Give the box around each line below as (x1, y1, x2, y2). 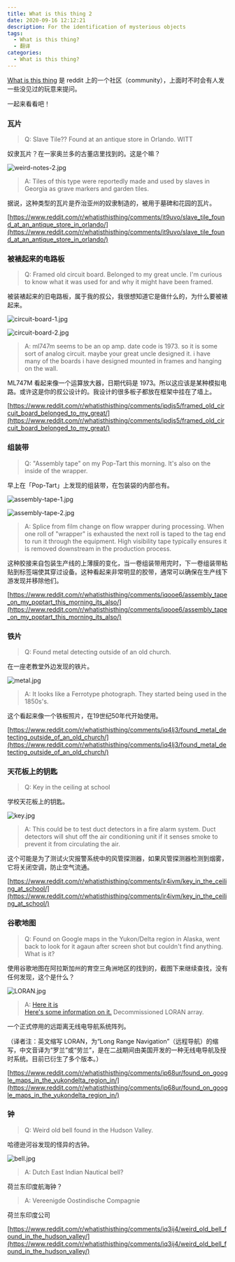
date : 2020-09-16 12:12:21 (7, 17, 86, 24)
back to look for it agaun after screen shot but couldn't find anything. (24, 942, 224, 951)
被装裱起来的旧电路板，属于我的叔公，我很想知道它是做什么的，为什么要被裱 (7, 292, 228, 301)
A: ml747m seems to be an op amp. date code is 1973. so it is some (24, 342, 218, 351)
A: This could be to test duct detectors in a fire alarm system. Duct (24, 825, 216, 834)
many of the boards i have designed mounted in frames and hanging (24, 357, 222, 365)
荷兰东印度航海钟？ (7, 1182, 63, 1191)
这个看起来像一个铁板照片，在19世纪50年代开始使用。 (7, 711, 162, 720)
